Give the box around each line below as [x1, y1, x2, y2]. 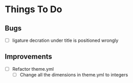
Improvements [5, 52, 52, 61]
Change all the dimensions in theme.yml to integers [19, 71, 128, 77]
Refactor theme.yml [12, 66, 54, 72]
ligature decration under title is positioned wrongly [12, 37, 119, 43]
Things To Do [5, 4, 62, 15]
